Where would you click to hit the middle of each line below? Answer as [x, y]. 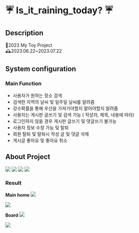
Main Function [24, 84]
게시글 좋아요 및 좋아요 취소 [40, 140]
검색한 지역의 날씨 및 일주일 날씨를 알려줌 [54, 102]
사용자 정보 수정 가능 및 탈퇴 [41, 127]
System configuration [41, 69]
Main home [17, 195]
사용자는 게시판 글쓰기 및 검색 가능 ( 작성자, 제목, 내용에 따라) [73, 114]
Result [14, 183]
